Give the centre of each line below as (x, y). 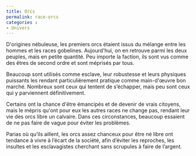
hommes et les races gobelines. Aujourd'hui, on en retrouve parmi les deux (97, 51)
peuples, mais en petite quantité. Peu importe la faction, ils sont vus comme (97, 57)
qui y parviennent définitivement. (46, 93)
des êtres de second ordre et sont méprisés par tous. (70, 63)
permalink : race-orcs (32, 17)
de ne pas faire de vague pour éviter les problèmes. (68, 123)
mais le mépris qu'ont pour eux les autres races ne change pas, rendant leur (98, 110)
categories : (22, 22)
